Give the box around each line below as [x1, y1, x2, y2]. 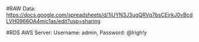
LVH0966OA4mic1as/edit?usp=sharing [6, 18, 101, 24]
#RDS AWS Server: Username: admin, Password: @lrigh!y [6, 29, 147, 36]
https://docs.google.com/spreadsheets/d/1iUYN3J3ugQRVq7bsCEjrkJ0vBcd [6, 11, 193, 18]
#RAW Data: [6, 5, 36, 12]
